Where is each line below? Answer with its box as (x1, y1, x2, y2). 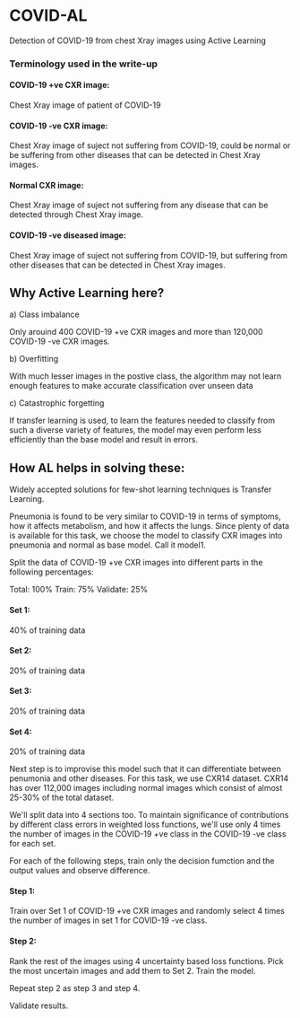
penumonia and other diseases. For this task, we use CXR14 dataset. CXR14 (9, 773, 289, 784)
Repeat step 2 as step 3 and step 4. (9, 982, 141, 993)
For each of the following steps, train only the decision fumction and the (9, 856, 275, 866)
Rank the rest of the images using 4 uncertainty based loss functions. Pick (9, 955, 284, 966)
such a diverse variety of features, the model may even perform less (9, 425, 261, 435)
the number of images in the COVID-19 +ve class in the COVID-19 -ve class (9, 829, 287, 839)
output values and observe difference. (9, 865, 150, 876)
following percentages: (9, 566, 94, 577)
